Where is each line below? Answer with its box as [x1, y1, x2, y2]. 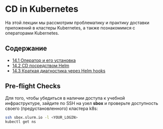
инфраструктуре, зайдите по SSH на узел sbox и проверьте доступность [5, 100, 159, 106]
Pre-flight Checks [5, 82, 61, 90]
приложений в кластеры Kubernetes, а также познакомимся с [5, 25, 136, 30]
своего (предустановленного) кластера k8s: [5, 105, 98, 111]
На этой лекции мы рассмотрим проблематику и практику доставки [5, 20, 150, 26]
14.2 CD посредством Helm [12, 62, 70, 68]
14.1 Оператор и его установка [12, 57, 76, 63]
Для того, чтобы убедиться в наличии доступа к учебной [5, 95, 125, 101]
